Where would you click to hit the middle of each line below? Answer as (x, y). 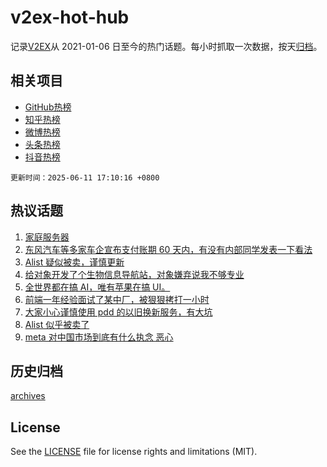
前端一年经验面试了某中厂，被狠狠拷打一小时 (117, 299)
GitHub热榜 (48, 107)
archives (28, 396)
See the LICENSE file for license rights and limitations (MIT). (134, 452)
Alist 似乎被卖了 (57, 324)
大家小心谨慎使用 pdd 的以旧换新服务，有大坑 (118, 312)
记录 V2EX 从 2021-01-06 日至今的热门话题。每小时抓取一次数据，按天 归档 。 (166, 46)
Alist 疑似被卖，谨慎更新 (74, 262)
